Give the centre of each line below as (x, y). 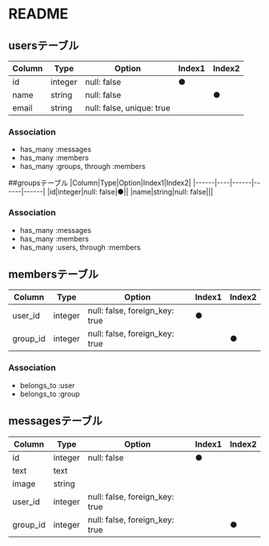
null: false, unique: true (128, 108)
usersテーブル (44, 45)
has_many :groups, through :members (82, 167)
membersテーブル (53, 274)
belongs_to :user (47, 385)
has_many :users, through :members (80, 247)
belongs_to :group (50, 394)
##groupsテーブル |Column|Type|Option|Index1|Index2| (100, 183)
